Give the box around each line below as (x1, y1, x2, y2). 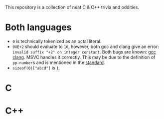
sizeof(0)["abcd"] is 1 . (12, 64, 60, 70)
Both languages (5, 22, 72, 33)
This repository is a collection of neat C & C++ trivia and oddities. (5, 4, 140, 10)
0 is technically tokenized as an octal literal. (12, 38, 102, 44)
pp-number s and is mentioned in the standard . (12, 59, 105, 65)
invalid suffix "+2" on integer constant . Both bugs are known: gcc (12, 48, 156, 54)
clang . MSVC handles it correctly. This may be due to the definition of (12, 54, 156, 60)
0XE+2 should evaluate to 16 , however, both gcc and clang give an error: (12, 43, 160, 49)
